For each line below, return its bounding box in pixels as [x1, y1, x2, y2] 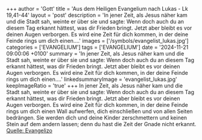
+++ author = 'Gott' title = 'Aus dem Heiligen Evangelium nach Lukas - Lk [6, 5, 188, 12]
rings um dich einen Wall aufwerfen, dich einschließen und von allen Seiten [6, 108, 193, 115]
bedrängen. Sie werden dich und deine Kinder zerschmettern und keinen [6, 114, 188, 121]
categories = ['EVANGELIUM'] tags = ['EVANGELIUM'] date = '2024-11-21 [6, 43, 189, 51]
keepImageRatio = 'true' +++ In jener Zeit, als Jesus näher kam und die [6, 82, 183, 89]
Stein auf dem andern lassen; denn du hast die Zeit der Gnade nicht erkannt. [6, 121, 197, 127]
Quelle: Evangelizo [6, 127, 52, 134]
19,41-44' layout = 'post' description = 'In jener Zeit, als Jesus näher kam [6, 11, 188, 19]
